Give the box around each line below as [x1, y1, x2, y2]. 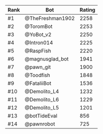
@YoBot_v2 [24, 31, 52, 38]
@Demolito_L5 [24, 104, 59, 111]
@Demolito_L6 [24, 96, 59, 103]
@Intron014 [24, 39, 53, 46]
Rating [79, 6, 96, 13]
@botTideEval [24, 112, 58, 119]
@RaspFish [24, 47, 51, 54]
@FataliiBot [24, 80, 51, 86]
